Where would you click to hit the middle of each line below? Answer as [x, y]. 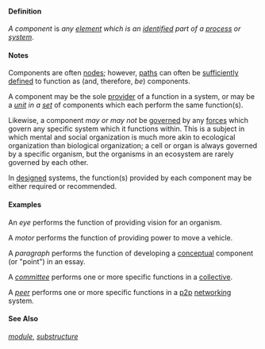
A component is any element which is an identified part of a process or [125, 29]
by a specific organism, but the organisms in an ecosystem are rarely [121, 154]
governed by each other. [48, 163]
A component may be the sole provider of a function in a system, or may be [132, 97]
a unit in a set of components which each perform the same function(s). [126, 105]
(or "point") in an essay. [47, 261]
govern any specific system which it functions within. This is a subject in [127, 129]
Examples [25, 205]
